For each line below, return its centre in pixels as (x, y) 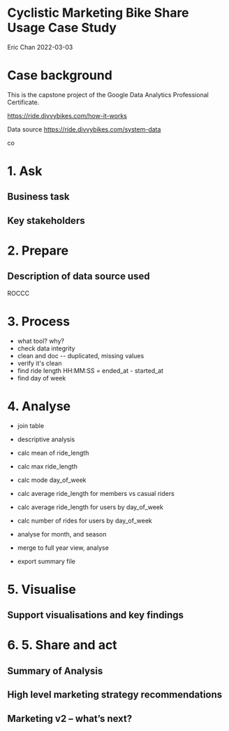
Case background (60, 76)
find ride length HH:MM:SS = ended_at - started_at (90, 370)
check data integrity (46, 348)
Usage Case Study (62, 28)
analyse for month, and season (62, 534)
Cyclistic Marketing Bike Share (98, 13)
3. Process (39, 321)
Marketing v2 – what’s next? (70, 718)
